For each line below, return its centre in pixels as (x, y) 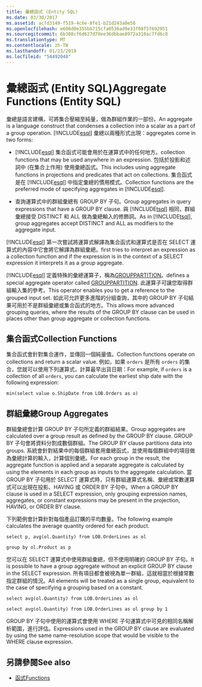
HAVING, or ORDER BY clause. (44, 507)
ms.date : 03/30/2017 (32, 17)
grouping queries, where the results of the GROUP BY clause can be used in (101, 312)
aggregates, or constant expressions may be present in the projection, (93, 500)
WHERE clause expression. (40, 642)
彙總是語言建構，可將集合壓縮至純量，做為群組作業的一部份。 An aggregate (99, 119)
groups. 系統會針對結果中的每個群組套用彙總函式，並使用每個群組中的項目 (98, 451)
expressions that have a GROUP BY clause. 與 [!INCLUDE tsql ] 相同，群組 (105, 209)
